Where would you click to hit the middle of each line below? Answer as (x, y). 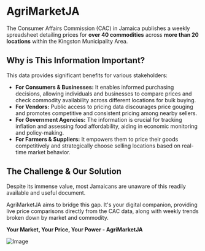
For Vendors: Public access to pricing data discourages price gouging (104, 107)
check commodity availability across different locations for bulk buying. (106, 100)
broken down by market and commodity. (57, 217)
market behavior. (49, 152)
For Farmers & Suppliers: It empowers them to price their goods (97, 139)
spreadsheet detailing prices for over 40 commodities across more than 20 (103, 34)
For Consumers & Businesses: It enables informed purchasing (95, 87)
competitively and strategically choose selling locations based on (98, 146)
